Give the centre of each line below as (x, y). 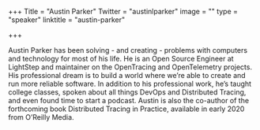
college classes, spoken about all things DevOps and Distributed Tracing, (127, 92)
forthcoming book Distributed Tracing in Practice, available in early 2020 (126, 109)
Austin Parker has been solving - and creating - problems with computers (128, 50)
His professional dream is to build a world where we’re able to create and (127, 75)
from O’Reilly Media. (41, 117)
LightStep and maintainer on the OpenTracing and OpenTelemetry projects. (130, 67)
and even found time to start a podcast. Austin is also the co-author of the (129, 100)
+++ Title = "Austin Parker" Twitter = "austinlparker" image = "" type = (123, 11)
